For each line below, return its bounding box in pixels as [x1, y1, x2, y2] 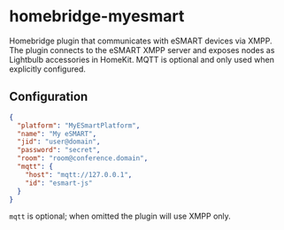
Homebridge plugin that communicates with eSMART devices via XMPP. [9, 35, 272, 46]
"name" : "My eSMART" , [17, 129, 97, 138]
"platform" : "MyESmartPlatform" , [17, 121, 141, 130]
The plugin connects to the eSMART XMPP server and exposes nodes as [9, 44, 275, 55]
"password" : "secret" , [17, 146, 101, 155]
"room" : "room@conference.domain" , [17, 154, 149, 163]
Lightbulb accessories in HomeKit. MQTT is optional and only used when [9, 54, 274, 65]
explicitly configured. [9, 64, 86, 74]
